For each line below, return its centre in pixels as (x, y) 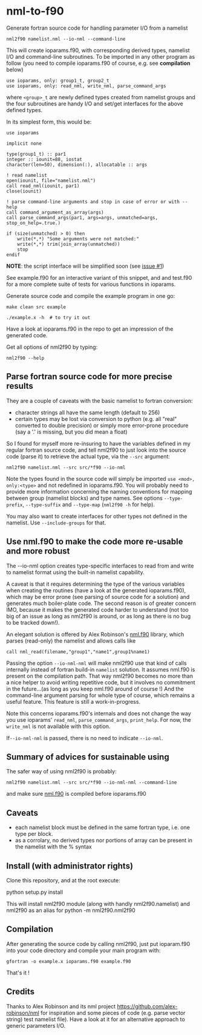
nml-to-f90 (35, 11)
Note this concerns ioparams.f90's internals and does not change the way (99, 713)
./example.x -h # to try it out (48, 317)
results (20, 386)
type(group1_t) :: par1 (36, 154)
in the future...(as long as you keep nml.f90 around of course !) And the (95, 689)
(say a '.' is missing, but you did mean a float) (71, 432)
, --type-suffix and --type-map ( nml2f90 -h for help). (89, 504)
